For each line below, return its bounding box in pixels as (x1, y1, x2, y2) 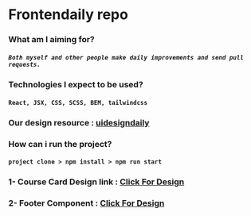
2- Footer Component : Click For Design (8, 197, 165, 208)
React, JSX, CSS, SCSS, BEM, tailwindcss (8, 98, 148, 106)
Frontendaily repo (8, 6, 129, 24)
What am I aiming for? (8, 34, 95, 45)
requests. (8, 60, 41, 68)
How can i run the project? (8, 138, 112, 149)
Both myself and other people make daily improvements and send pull (8, 53, 245, 61)
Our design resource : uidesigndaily (8, 117, 150, 128)
